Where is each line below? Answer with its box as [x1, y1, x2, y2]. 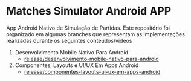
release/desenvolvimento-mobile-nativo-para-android [24, 55, 159, 62]
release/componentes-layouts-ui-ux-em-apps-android [24, 68, 161, 75]
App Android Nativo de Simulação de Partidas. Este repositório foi [6, 24, 170, 31]
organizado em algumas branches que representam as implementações [6, 30, 186, 37]
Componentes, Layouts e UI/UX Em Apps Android [15, 62, 139, 69]
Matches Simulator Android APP [6, 4, 172, 18]
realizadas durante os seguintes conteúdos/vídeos [6, 37, 132, 44]
